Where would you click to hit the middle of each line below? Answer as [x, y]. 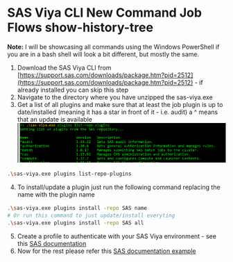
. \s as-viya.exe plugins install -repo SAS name [77, 208]
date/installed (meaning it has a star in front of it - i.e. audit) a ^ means [118, 112]
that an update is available [54, 119]
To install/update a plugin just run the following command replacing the [119, 187]
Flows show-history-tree [80, 27]
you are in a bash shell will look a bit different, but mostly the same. [103, 54]
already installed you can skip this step [73, 90]
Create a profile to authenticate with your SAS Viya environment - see [117, 236]
